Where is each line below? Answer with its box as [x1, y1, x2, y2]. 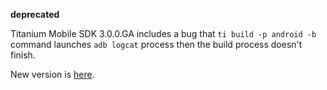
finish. [10, 49, 36, 61]
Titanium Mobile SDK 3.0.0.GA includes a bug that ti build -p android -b [10, 28, 317, 39]
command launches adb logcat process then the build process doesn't [10, 39, 303, 50]
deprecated [10, 9, 60, 20]
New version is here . [10, 69, 95, 80]
